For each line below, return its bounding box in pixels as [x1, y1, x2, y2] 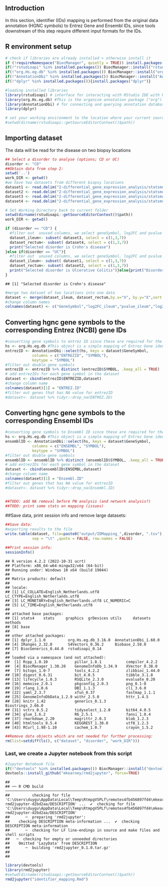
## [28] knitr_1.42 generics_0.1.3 [5, 699, 106, 704]
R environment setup [5, 42, 71, 51]
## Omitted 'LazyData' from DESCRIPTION [5, 841, 97, 846]
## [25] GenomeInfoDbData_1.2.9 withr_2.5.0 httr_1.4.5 [5, 694, 149, 699]
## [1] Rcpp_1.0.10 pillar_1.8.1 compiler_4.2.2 [5, 659, 157, 664]
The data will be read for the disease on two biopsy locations [5, 147, 131, 153]
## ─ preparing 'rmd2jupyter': [5, 815, 86, 820]
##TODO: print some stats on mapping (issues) [5, 503, 104, 509]
